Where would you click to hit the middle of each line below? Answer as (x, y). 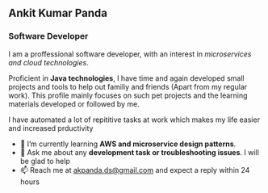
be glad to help (45, 161)
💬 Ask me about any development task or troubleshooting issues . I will (140, 152)
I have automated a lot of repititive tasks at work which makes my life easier (134, 120)
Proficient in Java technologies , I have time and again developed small (126, 78)
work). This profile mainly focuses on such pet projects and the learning (128, 95)
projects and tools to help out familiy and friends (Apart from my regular (128, 86)
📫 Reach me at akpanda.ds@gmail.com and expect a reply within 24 (135, 170)
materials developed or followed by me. (74, 103)
